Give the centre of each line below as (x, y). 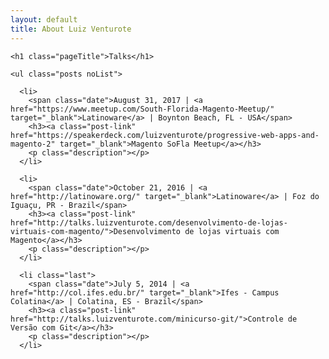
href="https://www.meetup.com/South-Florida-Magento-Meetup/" (142, 109)
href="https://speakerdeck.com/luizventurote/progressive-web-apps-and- (165, 135)
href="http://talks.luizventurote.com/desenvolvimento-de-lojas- (149, 222)
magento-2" (33, 144)
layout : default (44, 19)
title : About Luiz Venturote (71, 29)
